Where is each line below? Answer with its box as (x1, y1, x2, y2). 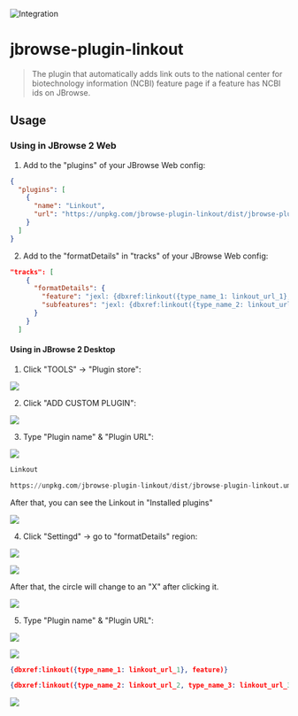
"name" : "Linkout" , (33, 202, 105, 211)
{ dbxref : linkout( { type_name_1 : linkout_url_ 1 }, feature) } (10, 665, 228, 674)
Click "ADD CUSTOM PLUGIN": (22, 397, 136, 408)
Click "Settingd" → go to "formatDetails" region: (22, 531, 198, 542)
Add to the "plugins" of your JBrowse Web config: (22, 159, 206, 170)
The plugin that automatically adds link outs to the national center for (31, 68, 283, 79)
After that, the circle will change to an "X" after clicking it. (10, 581, 219, 592)
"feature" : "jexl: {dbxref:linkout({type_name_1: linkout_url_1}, (42, 292, 292, 301)
